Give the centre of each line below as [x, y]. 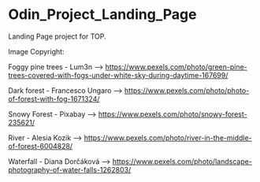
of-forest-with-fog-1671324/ [54, 98]
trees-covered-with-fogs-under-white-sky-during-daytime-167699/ [118, 75]
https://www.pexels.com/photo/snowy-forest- [173, 114]
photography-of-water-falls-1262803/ [70, 169]
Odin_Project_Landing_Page [102, 15]
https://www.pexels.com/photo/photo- [187, 90]
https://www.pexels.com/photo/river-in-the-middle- [168, 137]
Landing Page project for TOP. [57, 36]
